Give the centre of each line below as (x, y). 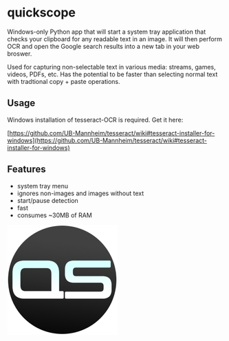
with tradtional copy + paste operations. (64, 81)
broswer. (20, 54)
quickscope (42, 13)
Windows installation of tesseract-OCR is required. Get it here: (95, 120)
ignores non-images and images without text (80, 193)
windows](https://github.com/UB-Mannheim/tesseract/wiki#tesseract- (107, 140)
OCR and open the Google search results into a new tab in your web (103, 46)
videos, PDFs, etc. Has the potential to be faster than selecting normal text (112, 74)
